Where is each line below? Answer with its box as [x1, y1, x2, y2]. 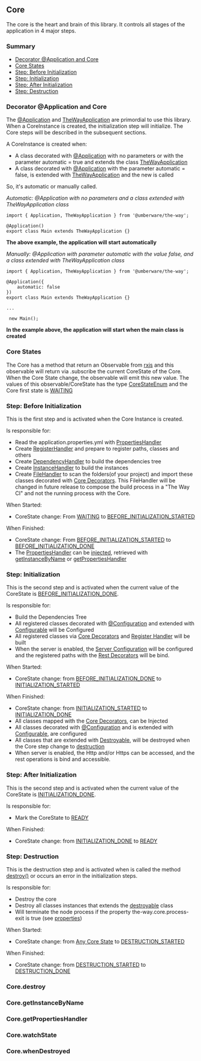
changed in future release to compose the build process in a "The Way [14, 483, 190, 490]
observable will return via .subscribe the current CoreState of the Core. [6, 367, 182, 374]
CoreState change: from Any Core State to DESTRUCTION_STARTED [14, 937, 185, 945]
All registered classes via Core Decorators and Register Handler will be [14, 633, 190, 640]
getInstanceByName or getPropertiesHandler [14, 555, 127, 562]
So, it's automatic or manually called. [6, 183, 98, 190]
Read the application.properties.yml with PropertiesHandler [14, 439, 162, 446]
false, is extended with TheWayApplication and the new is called [14, 171, 174, 179]
